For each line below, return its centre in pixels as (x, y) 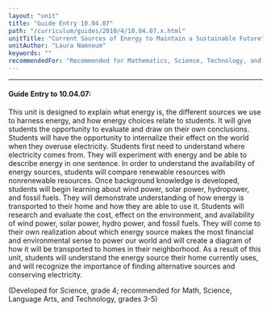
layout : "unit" (34, 16)
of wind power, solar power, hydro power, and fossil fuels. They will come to (135, 223)
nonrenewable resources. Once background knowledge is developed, (124, 181)
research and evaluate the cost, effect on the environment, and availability (131, 215)
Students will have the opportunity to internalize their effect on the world (129, 138)
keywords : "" (30, 53)
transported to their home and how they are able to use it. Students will (126, 206)
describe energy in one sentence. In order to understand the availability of (132, 164)
